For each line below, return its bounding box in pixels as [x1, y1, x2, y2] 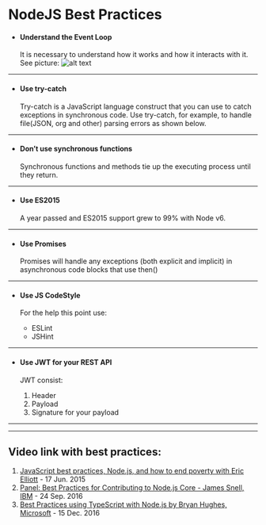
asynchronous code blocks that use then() [19, 265, 158, 274]
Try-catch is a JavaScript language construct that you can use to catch [19, 102, 252, 111]
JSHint [31, 331, 54, 342]
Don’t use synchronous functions [19, 144, 133, 154]
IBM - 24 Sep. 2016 [19, 492, 83, 501]
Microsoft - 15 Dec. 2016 [19, 508, 101, 518]
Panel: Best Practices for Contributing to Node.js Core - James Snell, [19, 483, 245, 492]
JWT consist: [19, 375, 63, 385]
